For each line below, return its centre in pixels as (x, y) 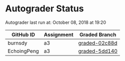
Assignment (58, 34)
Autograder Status (44, 9)
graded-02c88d (98, 43)
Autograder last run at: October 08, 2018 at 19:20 (56, 22)
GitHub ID (23, 34)
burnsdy (17, 43)
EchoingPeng (23, 51)
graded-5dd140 (98, 51)
